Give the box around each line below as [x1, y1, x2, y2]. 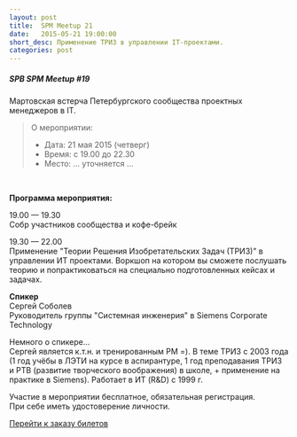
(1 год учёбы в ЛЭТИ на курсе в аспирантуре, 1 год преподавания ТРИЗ [9, 355, 282, 366]
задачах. [9, 274, 43, 285]
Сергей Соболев [9, 300, 73, 311]
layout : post [9, 12, 58, 22]
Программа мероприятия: [9, 192, 113, 204]
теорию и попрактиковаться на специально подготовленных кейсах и [9, 265, 275, 276]
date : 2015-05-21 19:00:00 [9, 29, 117, 38]
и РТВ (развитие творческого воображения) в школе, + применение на [9, 365, 281, 376]
